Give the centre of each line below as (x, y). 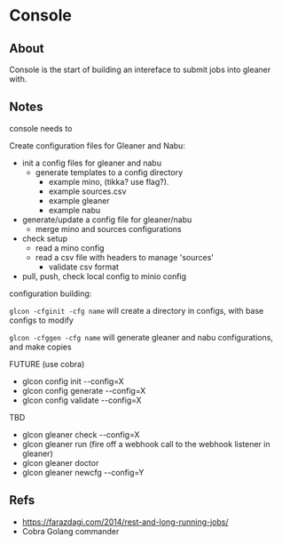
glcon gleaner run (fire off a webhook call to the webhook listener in (146, 444)
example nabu (74, 210)
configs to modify (41, 320)
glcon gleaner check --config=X (81, 434)
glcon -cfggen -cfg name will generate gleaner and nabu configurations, (141, 337)
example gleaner (79, 200)
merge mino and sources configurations (108, 228)
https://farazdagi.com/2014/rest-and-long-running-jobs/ (125, 522)
